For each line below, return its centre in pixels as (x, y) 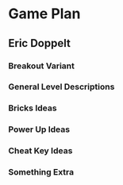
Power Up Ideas (39, 129)
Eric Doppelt (40, 43)
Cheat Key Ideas (40, 151)
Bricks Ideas (33, 108)
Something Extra (41, 172)
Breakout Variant (42, 66)
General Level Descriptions (61, 87)
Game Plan (44, 14)
